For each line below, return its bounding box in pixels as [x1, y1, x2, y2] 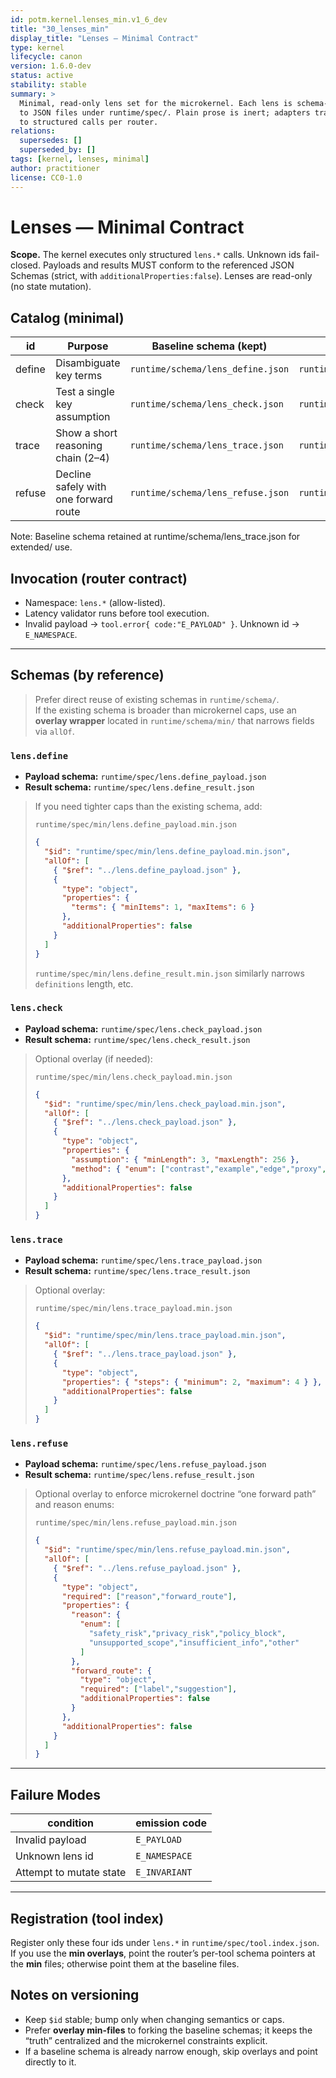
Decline [55, 467, 92, 481]
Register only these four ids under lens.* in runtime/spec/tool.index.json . [10, 1936, 320, 1948]
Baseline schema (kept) [151, 339, 268, 353]
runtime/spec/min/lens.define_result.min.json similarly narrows [34, 967, 305, 979]
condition [47, 1816, 94, 1830]
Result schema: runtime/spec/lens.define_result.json [24, 781, 255, 793]
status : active [10, 71, 74, 81]
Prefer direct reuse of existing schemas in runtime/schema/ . [34, 693, 280, 705]
